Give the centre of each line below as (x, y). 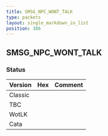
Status (16, 69)
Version (20, 85)
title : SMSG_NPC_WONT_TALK (39, 12)
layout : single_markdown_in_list (47, 23)
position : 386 (24, 28)
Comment (69, 85)
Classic (19, 95)
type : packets (24, 17)
